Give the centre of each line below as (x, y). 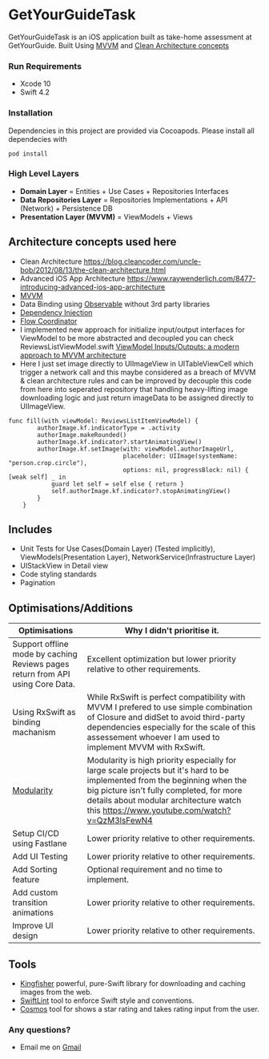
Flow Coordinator (48, 321)
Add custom (35, 893)
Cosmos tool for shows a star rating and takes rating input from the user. (140, 1009)
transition (30, 903)
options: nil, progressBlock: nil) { (186, 470)
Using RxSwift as (44, 713)
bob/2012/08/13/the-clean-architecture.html (93, 269)
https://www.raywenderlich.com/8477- (191, 278)
